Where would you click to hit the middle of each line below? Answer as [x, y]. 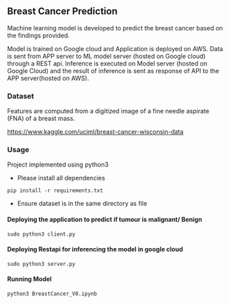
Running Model [29, 279]
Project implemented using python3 [58, 164]
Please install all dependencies [61, 178]
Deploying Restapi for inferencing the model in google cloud [95, 249]
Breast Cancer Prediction [63, 11]
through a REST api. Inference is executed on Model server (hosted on [107, 63]
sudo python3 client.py [41, 234]
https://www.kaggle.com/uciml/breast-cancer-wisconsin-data [96, 132]
